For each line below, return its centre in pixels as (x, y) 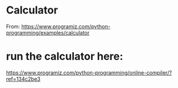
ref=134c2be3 (23, 79)
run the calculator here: (65, 57)
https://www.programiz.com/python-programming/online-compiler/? (89, 72)
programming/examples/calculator (48, 32)
